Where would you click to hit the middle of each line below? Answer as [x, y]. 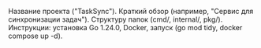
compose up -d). [35, 36]
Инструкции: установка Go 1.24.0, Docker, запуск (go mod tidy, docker [125, 27]
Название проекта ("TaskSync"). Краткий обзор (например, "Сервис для [131, 11]
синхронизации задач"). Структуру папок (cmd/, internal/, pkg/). [116, 19]
